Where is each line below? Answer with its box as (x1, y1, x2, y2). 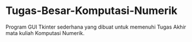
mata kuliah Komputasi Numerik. (5, 29, 85, 36)
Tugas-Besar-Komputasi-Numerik (5, 4, 178, 17)
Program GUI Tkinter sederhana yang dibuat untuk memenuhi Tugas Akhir (5, 23, 187, 30)
